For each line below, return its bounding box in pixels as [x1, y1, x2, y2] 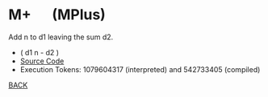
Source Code [19, 56, 65, 66]
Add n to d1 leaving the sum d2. [8, 32, 114, 42]
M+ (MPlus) [8, 6, 107, 24]
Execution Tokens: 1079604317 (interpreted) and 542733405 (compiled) [19, 64, 261, 74]
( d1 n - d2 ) [19, 47, 59, 57]
